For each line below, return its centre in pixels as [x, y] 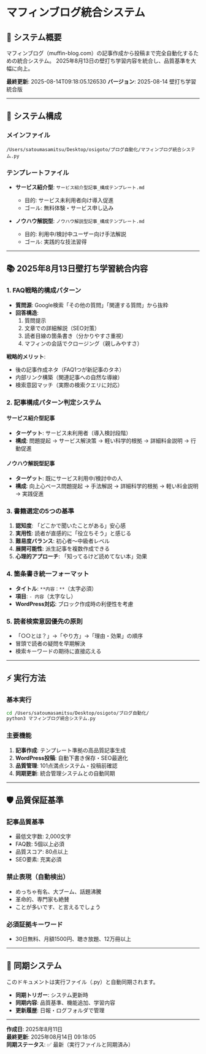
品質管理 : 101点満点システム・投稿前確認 [66, 765]
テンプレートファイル [38, 173]
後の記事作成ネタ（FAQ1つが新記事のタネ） [70, 369]
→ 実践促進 [29, 494]
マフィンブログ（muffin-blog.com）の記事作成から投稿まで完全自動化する [100, 53]
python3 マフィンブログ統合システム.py [51, 719]
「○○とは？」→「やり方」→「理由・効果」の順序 [79, 635]
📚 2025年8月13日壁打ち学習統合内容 [77, 269]
